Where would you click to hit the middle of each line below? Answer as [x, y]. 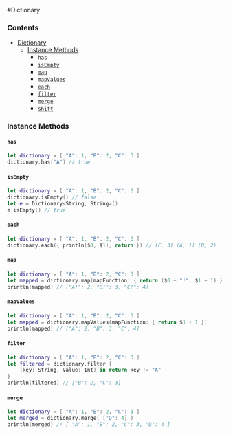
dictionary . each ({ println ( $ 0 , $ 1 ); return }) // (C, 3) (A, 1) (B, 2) [112, 245]
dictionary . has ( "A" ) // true [49, 162]
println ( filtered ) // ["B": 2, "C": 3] [64, 383]
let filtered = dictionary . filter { [59, 364]
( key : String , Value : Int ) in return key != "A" [90, 370]
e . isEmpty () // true [37, 210]
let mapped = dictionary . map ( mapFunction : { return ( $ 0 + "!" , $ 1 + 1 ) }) [117, 280]
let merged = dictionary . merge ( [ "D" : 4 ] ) [70, 419]
